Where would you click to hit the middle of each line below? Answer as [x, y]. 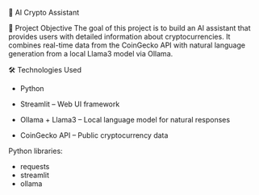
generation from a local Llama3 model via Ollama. [91, 54]
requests [35, 166]
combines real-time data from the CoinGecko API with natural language [127, 45]
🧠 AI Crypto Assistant [44, 12]
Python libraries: [36, 151]
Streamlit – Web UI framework [70, 104]
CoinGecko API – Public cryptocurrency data [94, 135]
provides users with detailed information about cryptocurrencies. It [119, 37]
